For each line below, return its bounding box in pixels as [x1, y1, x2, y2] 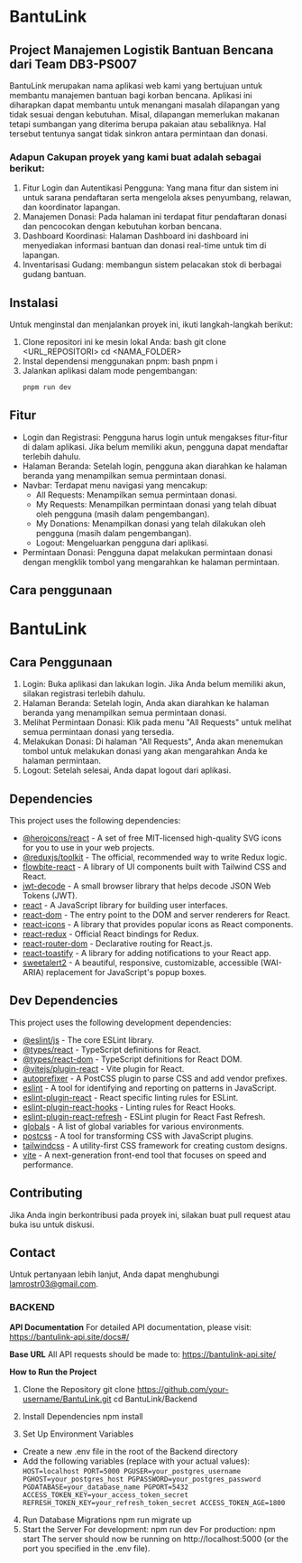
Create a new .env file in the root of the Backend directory [22, 1446, 239, 1456]
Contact [9, 1245, 56, 1261]
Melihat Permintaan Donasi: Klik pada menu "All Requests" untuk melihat [22, 717, 292, 728]
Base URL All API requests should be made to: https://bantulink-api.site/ [9, 1348, 277, 1360]
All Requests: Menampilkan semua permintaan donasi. [35, 489, 237, 500]
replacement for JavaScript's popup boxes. [45, 967, 207, 977]
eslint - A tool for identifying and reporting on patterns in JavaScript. [22, 1082, 277, 1093]
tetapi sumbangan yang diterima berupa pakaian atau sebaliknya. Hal [9, 119, 267, 129]
